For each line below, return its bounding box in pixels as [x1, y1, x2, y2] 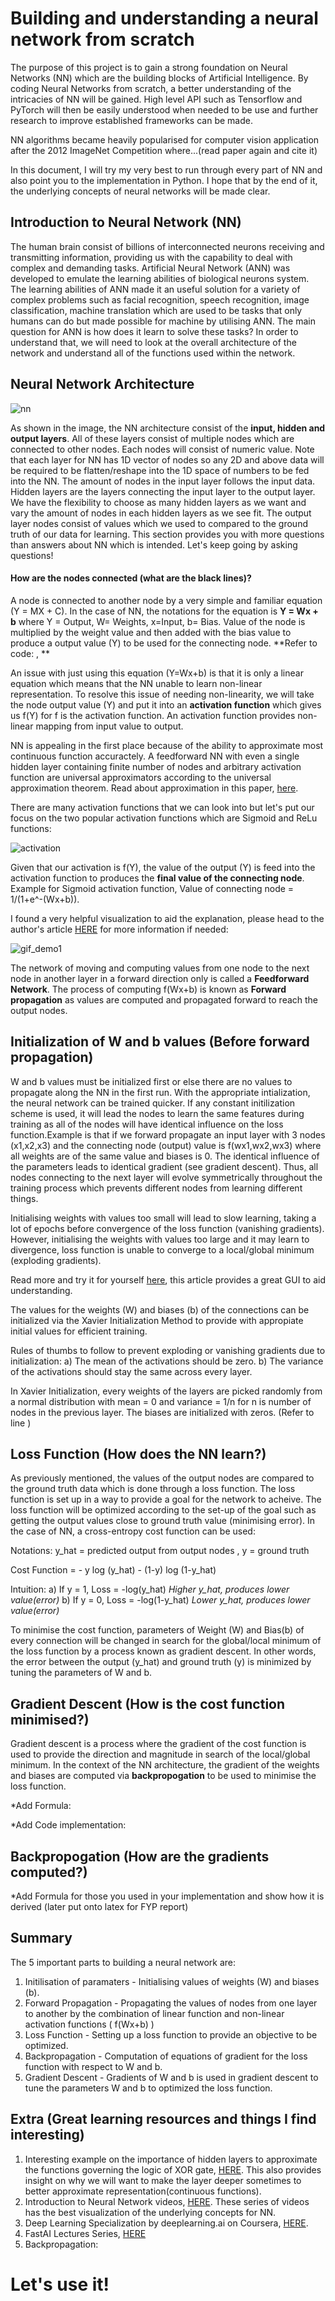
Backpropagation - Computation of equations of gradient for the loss [24, 2050, 308, 2062]
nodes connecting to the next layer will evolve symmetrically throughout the [10, 1171, 323, 1183]
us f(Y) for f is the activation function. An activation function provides [10, 709, 296, 721]
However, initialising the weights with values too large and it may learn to [10, 1233, 310, 1245]
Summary [10, 1930, 73, 1947]
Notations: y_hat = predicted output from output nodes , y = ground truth [10, 1545, 310, 1557]
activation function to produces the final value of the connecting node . [10, 872, 305, 884]
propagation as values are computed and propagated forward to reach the [10, 993, 319, 1006]
